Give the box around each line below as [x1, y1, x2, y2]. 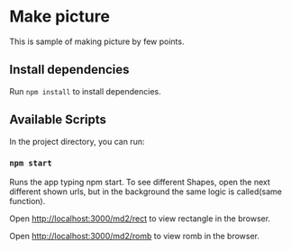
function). [9, 195, 46, 206]
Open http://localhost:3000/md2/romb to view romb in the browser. [9, 230, 259, 241]
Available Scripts [9, 112, 106, 128]
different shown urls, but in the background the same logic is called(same [9, 186, 282, 197]
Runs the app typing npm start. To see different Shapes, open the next [9, 176, 270, 187]
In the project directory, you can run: [9, 136, 145, 147]
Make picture [9, 6, 111, 27]
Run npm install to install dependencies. [9, 85, 161, 96]
